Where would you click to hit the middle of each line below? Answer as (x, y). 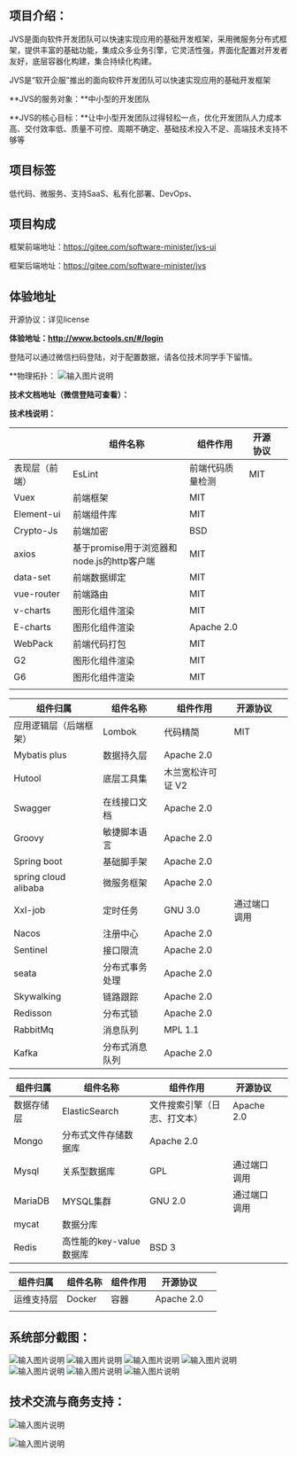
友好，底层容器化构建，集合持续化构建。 (83, 61)
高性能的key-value (101, 1242)
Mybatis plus (40, 755)
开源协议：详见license (49, 319)
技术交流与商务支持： (67, 1402)
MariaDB (32, 1201)
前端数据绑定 (99, 578)
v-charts (32, 611)
